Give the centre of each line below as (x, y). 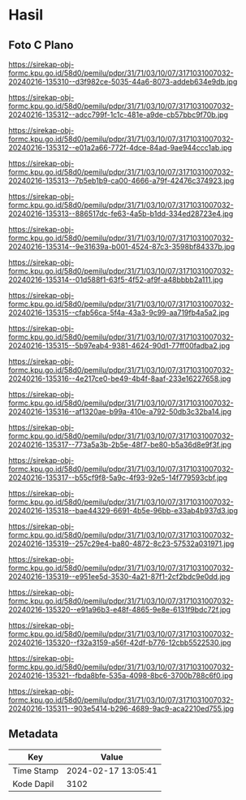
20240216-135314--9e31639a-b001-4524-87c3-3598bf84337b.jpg (122, 246)
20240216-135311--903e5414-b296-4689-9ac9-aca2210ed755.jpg (121, 709)
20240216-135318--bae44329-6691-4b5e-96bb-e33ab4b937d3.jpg (123, 510)
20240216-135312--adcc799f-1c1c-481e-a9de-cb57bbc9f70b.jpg (119, 115)
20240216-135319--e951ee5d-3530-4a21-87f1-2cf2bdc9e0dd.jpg (119, 577)
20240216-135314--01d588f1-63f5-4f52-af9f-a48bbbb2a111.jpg (116, 279)
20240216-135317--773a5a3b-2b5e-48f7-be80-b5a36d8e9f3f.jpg (120, 445)
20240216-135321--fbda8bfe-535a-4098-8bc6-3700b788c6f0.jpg (121, 675)
